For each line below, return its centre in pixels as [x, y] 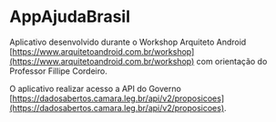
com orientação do [232, 61]
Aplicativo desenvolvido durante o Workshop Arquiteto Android [128, 42]
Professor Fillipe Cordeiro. [58, 71]
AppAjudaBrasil [70, 17]
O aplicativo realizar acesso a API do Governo [96, 88]
